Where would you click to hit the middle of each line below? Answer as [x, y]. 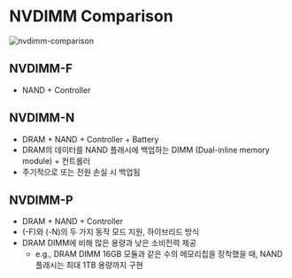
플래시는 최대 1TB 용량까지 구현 [89, 265]
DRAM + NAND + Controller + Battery [90, 139]
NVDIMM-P [41, 200]
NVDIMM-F [41, 69]
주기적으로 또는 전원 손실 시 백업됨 [81, 172]
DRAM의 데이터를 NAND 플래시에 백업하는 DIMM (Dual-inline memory [146, 150]
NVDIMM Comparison [92, 16]
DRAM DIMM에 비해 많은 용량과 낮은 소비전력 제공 [109, 243]
